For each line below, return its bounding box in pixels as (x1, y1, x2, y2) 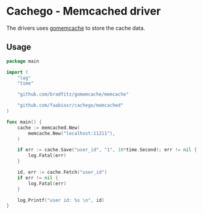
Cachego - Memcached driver (6, 4, 161, 18)
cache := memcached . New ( (17, 125, 80, 131)
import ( (6, 69, 29, 75)
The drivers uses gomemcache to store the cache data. (6, 24, 145, 32)
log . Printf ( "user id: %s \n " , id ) (17, 197, 105, 203)
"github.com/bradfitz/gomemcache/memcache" (17, 91, 129, 98)
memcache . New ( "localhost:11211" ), (28, 130, 115, 136)
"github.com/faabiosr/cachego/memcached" (17, 102, 123, 109)
